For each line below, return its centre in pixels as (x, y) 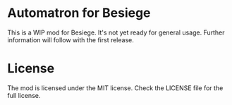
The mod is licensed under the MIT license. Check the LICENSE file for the (115, 88)
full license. (24, 95)
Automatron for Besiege (79, 13)
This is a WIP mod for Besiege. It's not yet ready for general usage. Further (116, 32)
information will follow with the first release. (71, 39)
